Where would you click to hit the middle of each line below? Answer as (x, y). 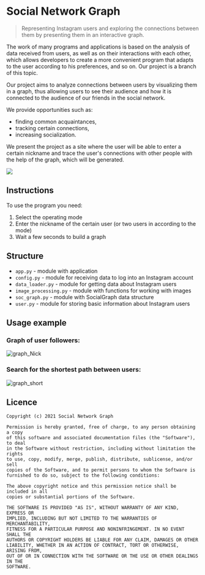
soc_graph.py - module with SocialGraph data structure (84, 297)
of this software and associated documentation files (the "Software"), (101, 438)
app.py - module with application (56, 271)
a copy (15, 432)
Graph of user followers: (43, 340)
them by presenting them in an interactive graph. (83, 34)
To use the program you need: (44, 205)
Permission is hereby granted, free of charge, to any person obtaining (101, 427)
